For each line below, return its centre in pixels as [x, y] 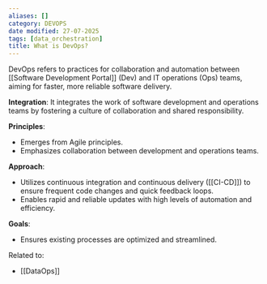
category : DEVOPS [38, 24]
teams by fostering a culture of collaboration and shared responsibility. [126, 111]
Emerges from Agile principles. [72, 142]
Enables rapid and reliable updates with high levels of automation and [136, 200]
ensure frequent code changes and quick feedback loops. [117, 191]
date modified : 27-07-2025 [54, 31]
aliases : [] [28, 16]
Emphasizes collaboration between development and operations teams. [139, 151]
